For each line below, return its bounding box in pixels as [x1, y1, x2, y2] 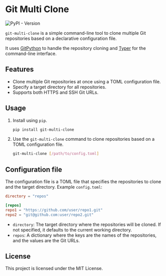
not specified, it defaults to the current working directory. [12, 227, 133, 233]
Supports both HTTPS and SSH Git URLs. [12, 89, 99, 95]
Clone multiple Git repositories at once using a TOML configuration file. [12, 78, 161, 84]
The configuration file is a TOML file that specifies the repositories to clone [5, 179, 161, 185]
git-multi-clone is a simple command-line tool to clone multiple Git [5, 30, 146, 36]
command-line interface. [5, 50, 57, 57]
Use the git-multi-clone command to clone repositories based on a [12, 136, 155, 142]
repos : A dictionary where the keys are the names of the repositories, [12, 232, 157, 238]
